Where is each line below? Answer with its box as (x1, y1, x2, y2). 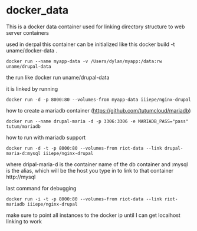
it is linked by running (6, 85, 58, 92)
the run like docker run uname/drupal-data (6, 74, 110, 81)
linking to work (6, 217, 42, 225)
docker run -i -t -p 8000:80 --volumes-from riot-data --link (6, 196, 162, 202)
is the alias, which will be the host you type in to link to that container (6, 167, 174, 174)
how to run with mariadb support (6, 134, 86, 141)
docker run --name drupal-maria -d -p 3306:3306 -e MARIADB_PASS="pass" (6, 118, 189, 124)
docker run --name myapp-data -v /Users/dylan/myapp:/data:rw (6, 58, 162, 64)
